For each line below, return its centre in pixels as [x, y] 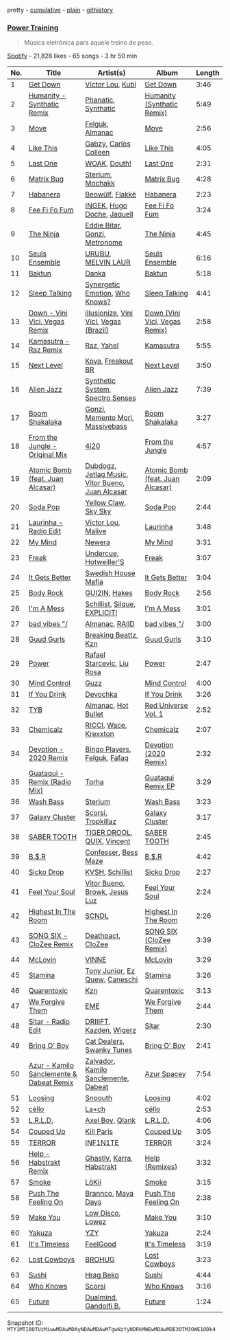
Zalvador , [100, 1061]
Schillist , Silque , [110, 604]
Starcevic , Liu [107, 664]
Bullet [94, 714]
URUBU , [98, 254]
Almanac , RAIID [110, 624]
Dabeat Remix [51, 1083]
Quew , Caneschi [112, 980]
